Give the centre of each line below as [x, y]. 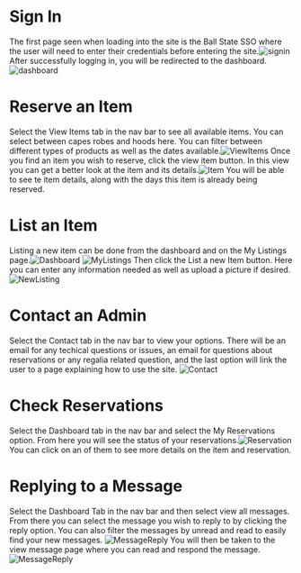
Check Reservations [86, 405]
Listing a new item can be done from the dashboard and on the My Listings [148, 250]
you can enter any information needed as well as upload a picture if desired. [150, 269]
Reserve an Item [71, 107]
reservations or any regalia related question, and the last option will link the [148, 359]
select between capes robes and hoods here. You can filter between [136, 141]
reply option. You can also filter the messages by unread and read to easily [148, 530]
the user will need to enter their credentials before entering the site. [134, 50]
